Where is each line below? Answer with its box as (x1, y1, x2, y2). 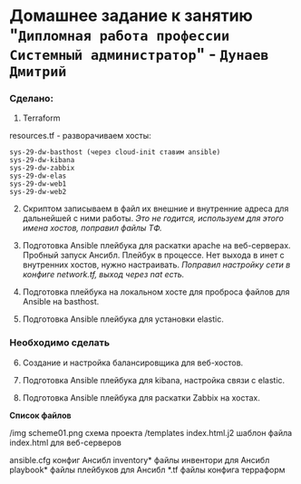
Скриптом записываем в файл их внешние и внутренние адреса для (22, 203, 289, 214)
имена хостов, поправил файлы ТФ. (22, 223, 162, 234)
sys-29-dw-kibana (9, 156, 75, 165)
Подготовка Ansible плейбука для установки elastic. (22, 314, 224, 324)
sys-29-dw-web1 (9, 179, 67, 189)
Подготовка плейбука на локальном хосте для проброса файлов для (22, 286, 290, 297)
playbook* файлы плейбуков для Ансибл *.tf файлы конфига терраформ (9, 464, 286, 475)
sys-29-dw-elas (9, 171, 67, 181)
